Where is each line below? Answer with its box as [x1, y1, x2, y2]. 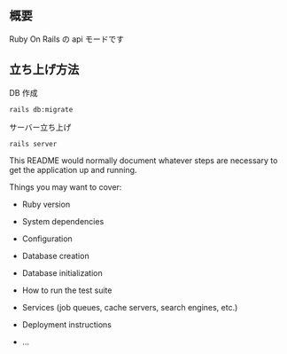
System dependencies [21, 216, 105, 226]
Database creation [21, 250, 90, 261]
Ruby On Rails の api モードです [9, 34, 124, 44]
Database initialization [21, 267, 104, 278]
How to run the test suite [21, 285, 112, 295]
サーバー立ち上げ [9, 122, 72, 132]
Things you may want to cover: [9, 181, 122, 193]
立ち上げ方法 [9, 62, 80, 77]
